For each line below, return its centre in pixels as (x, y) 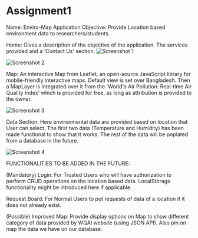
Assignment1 (39, 11)
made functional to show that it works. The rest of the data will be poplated (97, 134)
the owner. (19, 99)
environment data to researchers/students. (58, 33)
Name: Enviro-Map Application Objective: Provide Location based (86, 27)
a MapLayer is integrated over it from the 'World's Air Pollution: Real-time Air (99, 86)
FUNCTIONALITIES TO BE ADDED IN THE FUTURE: (68, 163)
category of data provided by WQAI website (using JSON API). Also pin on (96, 223)
